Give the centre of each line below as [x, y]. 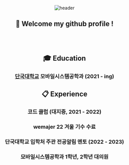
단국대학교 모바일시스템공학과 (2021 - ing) [64, 77]
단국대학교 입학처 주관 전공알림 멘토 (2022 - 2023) [64, 142]
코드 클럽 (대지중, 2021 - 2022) [64, 112]
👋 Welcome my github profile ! [64, 24]
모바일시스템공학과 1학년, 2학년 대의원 [64, 157]
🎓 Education [64, 58]
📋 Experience [64, 94]
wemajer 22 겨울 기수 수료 [64, 127]
